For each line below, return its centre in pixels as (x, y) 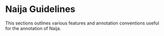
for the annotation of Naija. (33, 28)
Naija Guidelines (40, 9)
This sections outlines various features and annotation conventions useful (82, 23)
